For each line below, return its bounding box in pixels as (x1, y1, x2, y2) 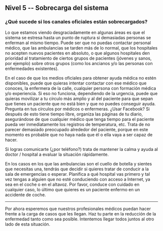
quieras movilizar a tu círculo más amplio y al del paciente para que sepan (5, 96, 153, 101)
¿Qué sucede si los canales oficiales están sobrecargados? (5, 18, 148, 25)
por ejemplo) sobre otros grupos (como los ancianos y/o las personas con (5, 60, 153, 66)
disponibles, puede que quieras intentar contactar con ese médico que (5, 80, 147, 86)
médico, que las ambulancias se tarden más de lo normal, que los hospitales (5, 45, 158, 50)
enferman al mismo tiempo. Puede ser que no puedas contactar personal (5, 40, 151, 46)
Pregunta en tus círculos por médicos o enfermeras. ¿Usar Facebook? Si (5, 106, 150, 112)
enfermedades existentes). (5, 66, 59, 71)
